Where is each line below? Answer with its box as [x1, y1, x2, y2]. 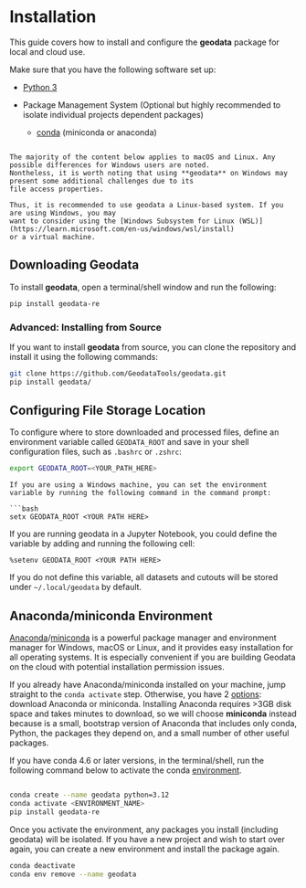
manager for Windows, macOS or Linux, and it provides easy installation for [9, 642, 294, 653]
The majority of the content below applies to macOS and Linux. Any [9, 153, 276, 162]
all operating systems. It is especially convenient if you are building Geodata [9, 651, 296, 663]
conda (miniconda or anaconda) [36, 126, 157, 138]
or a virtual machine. [9, 232, 96, 241]
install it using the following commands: [9, 351, 158, 362]
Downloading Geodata [9, 258, 140, 273]
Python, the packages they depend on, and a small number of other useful [9, 728, 290, 739]
